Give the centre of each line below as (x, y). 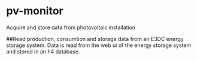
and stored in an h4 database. (43, 51)
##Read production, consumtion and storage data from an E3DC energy (95, 39)
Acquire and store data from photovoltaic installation (71, 27)
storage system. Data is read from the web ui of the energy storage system (99, 45)
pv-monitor (35, 11)
